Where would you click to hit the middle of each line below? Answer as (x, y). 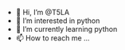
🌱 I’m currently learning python (66, 29)
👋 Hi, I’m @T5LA (43, 12)
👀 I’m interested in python (58, 21)
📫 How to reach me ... (53, 38)
